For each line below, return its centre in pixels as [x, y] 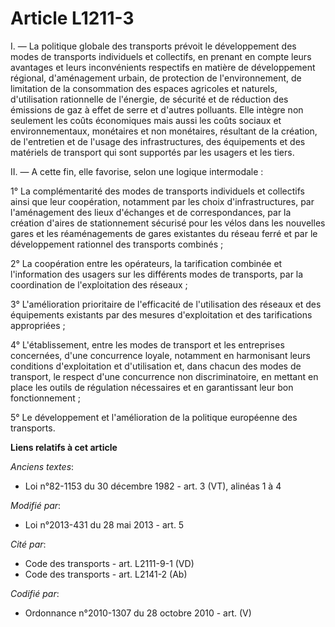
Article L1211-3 [72, 18]
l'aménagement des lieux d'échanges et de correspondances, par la [151, 212]
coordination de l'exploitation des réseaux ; [99, 284]
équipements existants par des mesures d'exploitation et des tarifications [161, 314]
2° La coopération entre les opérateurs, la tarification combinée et [146, 263]
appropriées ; [38, 325]
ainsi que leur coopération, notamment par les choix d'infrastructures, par [162, 201]
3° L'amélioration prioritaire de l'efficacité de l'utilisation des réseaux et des [166, 304]
